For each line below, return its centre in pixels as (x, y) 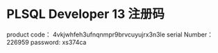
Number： (198, 34)
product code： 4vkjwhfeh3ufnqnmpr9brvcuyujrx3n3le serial (94, 34)
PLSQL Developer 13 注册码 (85, 14)
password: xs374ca (58, 42)
